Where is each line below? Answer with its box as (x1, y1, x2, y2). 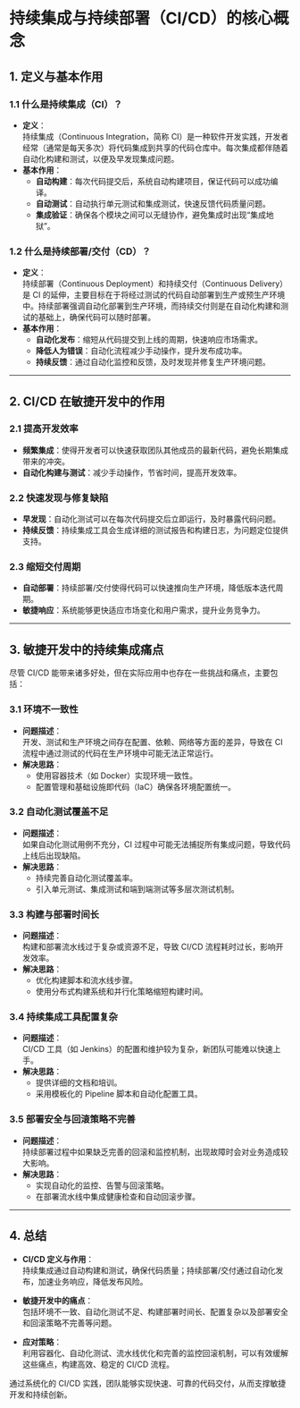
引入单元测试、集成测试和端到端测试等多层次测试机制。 (35, 883, 239, 895)
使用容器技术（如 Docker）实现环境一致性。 (35, 770, 198, 781)
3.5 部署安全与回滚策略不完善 (9, 1113, 136, 1125)
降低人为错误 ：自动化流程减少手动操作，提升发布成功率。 (35, 345, 247, 356)
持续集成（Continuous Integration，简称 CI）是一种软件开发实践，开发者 (21, 131, 289, 141)
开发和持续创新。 (9, 1388, 72, 1400)
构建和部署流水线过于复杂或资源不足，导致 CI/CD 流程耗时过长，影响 (21, 941, 277, 953)
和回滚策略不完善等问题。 (21, 1317, 117, 1328)
